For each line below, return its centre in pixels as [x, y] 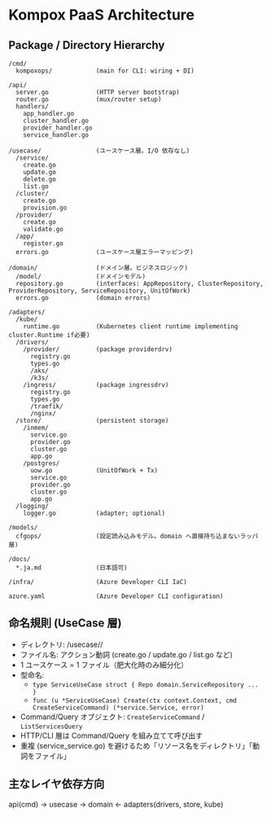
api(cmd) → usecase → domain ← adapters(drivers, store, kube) [116, 804]
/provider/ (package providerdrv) [98, 349]
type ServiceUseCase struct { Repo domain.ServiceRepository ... [145, 685]
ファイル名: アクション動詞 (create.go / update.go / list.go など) [127, 654]
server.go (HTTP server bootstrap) [98, 92]
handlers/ [32, 107]
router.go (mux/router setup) [89, 99]
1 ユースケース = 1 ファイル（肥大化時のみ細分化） [104, 665]
